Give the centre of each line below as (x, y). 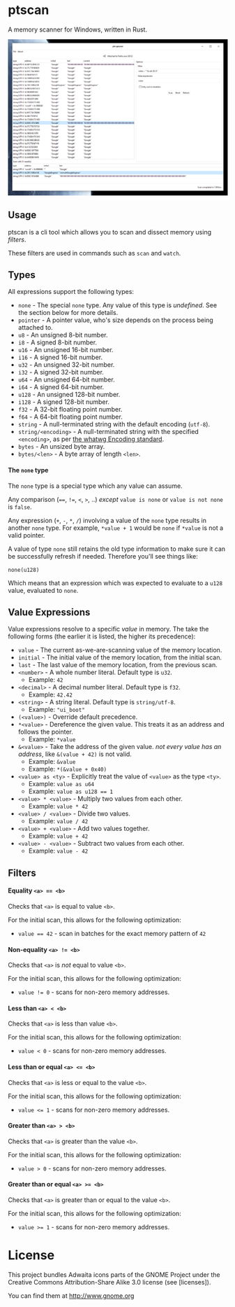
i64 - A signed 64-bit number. (61, 387)
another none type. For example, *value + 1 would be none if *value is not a (116, 528)
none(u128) (24, 570)
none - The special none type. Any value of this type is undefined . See (117, 305)
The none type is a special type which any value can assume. (96, 486)
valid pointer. (26, 535)
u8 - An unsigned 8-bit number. (63, 335)
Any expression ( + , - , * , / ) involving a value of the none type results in (107, 520)
